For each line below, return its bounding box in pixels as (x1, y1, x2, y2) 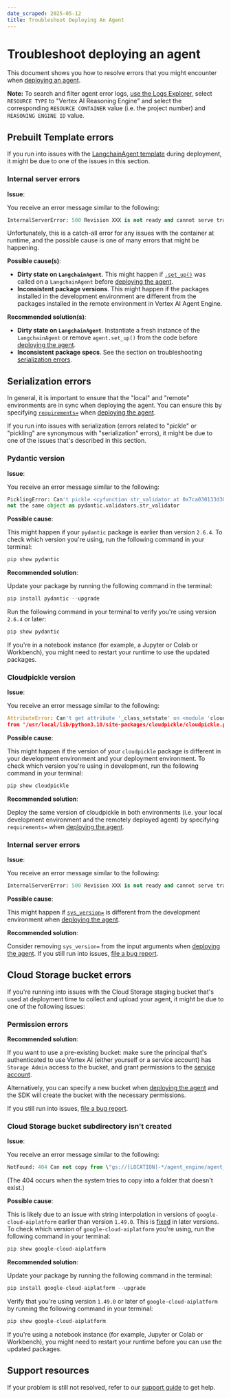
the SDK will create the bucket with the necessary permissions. (7, 1091, 186, 1099)
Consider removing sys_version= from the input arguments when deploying (7, 942, 221, 950)
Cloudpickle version (7, 672, 76, 682)
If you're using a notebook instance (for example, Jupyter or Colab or (7, 1330, 203, 1338)
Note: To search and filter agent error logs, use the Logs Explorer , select (7, 90, 212, 98)
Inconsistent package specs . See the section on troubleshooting (16, 348, 203, 357)
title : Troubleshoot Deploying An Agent (7, 17, 125, 23)
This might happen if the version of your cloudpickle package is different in (7, 747, 221, 755)
